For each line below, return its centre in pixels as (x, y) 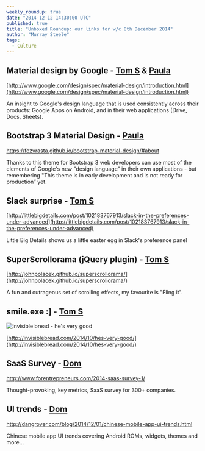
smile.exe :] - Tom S (45, 311)
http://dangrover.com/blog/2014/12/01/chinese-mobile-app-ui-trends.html (99, 424)
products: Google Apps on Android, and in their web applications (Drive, (97, 110)
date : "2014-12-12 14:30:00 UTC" (49, 18)
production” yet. (27, 182)
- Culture (24, 46)
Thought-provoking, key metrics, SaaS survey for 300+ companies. (91, 390)
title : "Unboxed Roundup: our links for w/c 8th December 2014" (90, 29)
